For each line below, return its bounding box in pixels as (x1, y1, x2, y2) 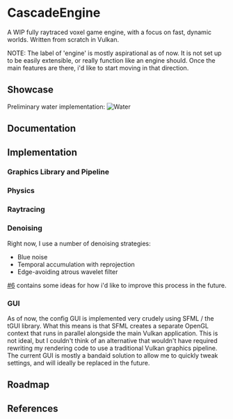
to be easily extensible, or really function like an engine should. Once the (7, 56, 216, 64)
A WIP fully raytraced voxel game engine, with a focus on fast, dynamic (7, 28, 212, 36)
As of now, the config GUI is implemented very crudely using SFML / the (7, 314, 214, 322)
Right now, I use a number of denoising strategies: (7, 239, 151, 247)
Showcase (7, 84, 54, 96)
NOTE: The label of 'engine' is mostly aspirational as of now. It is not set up (7, 49, 222, 57)
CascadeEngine (7, 5, 101, 21)
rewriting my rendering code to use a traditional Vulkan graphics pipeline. (7, 344, 218, 352)
